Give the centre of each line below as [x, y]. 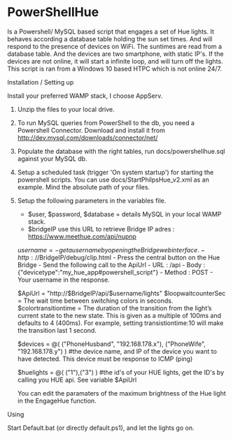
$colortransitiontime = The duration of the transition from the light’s [114, 308]
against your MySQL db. [52, 159]
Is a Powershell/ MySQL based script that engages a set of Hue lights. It [111, 31]
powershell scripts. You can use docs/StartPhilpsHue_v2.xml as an [113, 180]
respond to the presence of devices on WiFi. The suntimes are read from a [115, 46]
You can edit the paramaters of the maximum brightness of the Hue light [121, 393]
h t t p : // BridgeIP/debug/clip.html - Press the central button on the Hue [119, 257]
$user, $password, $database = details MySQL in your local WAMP [125, 214]
